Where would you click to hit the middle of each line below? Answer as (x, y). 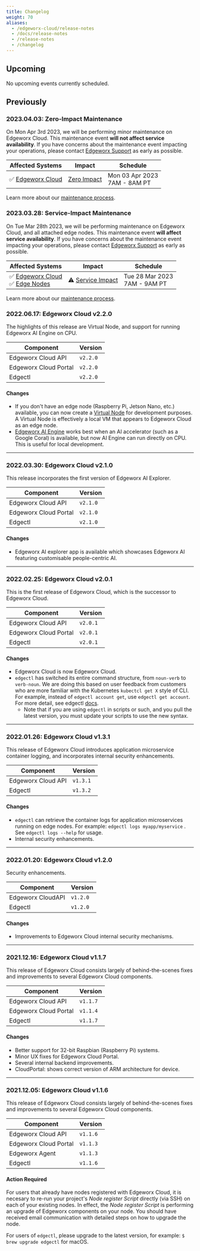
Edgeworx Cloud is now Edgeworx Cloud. (66, 672)
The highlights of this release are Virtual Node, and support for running (93, 326)
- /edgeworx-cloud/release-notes (53, 28)
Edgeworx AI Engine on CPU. (42, 333)
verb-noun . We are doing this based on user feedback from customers (100, 684)
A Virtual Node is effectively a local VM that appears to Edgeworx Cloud (103, 419)
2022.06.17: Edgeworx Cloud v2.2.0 (59, 314)
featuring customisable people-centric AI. (66, 558)
